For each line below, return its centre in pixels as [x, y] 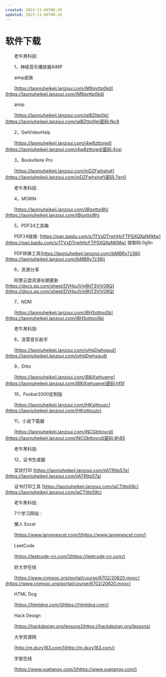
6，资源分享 [27, 270]
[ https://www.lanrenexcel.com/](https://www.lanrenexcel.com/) [80, 535]
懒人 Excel [25, 524]
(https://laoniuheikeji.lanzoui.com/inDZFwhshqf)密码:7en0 [66, 177]
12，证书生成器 [30, 460]
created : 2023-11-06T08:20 [34, 10]
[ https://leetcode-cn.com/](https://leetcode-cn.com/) [70, 557]
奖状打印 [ [25, 471]
